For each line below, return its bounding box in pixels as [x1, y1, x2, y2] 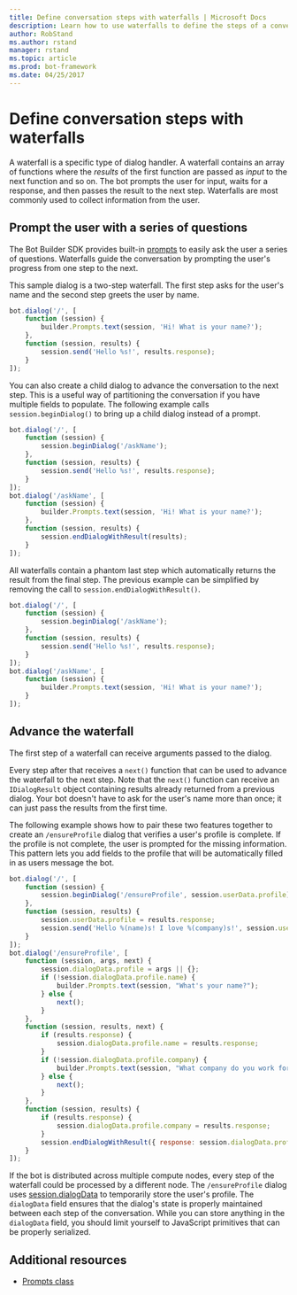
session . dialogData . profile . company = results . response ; [56, 1121, 271, 1130]
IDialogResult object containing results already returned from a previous [9, 783, 276, 794]
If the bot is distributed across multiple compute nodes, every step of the [9, 1170, 275, 1181]
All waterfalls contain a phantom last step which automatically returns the [9, 564, 277, 576]
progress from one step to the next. [9, 262, 139, 273]
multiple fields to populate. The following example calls [9, 399, 209, 409]
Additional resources [9, 1252, 127, 1268]
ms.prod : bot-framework [9, 63, 97, 72]
